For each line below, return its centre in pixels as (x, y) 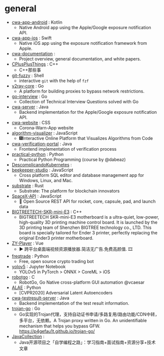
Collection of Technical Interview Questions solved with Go (79, 101)
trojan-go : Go (26, 308)
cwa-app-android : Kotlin (37, 22)
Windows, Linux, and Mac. (46, 180)
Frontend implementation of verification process (68, 149)
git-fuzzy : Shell (28, 75)
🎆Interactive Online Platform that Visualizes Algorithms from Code (86, 138)
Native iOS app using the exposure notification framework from (83, 43)
